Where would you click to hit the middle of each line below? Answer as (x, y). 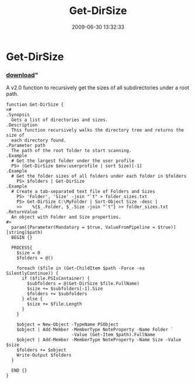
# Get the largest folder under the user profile (73, 161)
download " (22, 75)
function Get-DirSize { (35, 105)
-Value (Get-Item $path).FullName (113, 335)
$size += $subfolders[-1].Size (65, 289)
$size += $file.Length (55, 304)
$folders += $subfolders (57, 294)
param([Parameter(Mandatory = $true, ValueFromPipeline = (83, 227)
